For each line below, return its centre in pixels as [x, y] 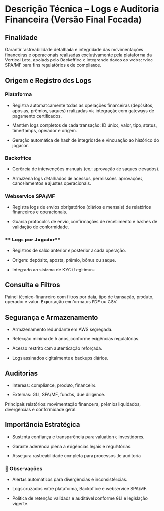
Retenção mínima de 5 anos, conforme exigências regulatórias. [76, 339]
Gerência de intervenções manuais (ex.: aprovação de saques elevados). [86, 169]
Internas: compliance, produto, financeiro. [54, 385]
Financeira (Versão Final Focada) [73, 19]
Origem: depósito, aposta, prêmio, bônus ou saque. [64, 260]
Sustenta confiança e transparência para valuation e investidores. [78, 437]
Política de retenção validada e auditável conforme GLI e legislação [80, 498]
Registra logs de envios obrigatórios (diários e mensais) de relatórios [82, 207]
